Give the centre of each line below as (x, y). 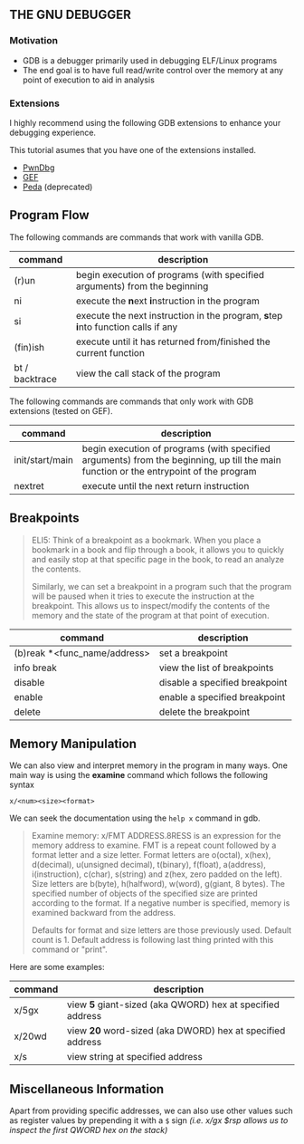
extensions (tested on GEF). (61, 410)
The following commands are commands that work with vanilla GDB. (137, 237)
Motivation (34, 41)
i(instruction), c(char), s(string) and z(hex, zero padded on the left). (157, 874)
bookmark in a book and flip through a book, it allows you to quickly (158, 549)
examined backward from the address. (104, 913)
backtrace (35, 379)
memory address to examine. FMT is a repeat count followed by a (154, 845)
